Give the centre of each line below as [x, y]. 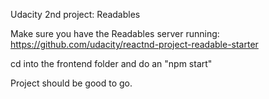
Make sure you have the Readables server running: [115, 33]
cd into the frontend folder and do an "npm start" [111, 63]
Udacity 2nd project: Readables [75, 14]
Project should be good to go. [71, 83]
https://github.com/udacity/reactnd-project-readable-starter [134, 44]
